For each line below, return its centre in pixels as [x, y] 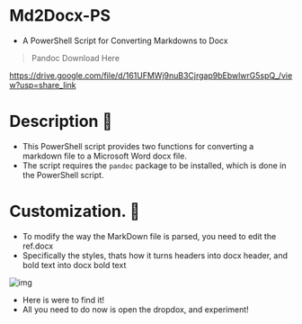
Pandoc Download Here [75, 58]
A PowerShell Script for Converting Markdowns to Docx [125, 40]
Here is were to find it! [63, 300]
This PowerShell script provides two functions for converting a [138, 146]
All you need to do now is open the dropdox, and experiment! [135, 309]
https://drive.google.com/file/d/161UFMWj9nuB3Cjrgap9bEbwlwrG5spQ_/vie [151, 75]
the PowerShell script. [63, 175]
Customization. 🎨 [75, 211]
